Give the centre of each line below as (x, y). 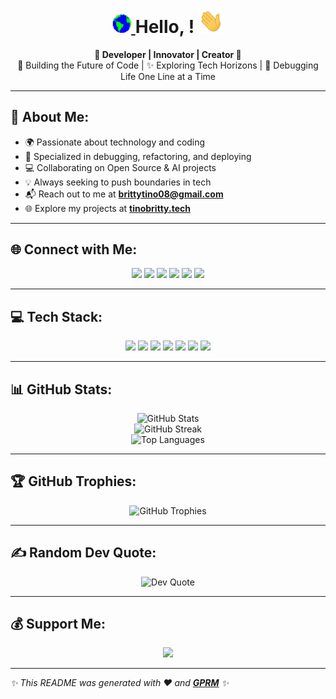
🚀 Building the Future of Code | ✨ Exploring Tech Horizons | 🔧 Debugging (168, 65)
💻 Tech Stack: (56, 316)
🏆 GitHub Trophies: (73, 481)
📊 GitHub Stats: (61, 389)
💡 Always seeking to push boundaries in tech (118, 182)
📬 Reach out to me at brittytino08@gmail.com (124, 194)
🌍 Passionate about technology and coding (115, 142)
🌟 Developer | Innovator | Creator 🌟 (168, 54)
